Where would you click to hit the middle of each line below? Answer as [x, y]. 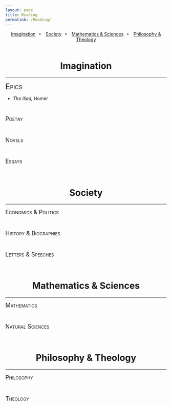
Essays [14, 161]
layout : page [19, 10]
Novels [14, 140]
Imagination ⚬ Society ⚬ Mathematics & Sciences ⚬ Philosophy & [86, 34]
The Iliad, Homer [30, 98]
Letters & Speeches [30, 255]
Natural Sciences [27, 327]
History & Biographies [33, 234]
